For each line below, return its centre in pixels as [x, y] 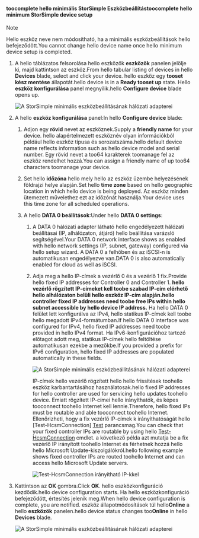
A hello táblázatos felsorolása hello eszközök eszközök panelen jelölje [100, 63]
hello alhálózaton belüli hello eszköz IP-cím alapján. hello [103, 295]
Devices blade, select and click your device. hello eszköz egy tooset [99, 76]
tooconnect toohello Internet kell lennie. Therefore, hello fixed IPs [111, 406]
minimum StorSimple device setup [49, 14]
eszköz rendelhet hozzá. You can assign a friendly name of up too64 [107, 161]
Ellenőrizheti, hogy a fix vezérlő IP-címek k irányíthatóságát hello [111, 419]
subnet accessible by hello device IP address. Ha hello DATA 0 [110, 308]
